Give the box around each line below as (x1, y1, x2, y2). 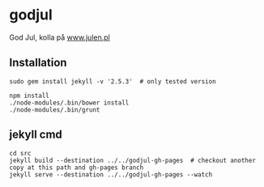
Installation (9, 56, 67, 70)
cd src (9, 149, 32, 157)
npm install (9, 91, 49, 100)
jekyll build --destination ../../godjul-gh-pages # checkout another (9, 156, 256, 164)
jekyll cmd (9, 128, 63, 142)
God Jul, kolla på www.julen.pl (9, 32, 110, 42)
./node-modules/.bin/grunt (9, 105, 100, 114)
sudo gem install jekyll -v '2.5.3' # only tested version (9, 77, 217, 86)
